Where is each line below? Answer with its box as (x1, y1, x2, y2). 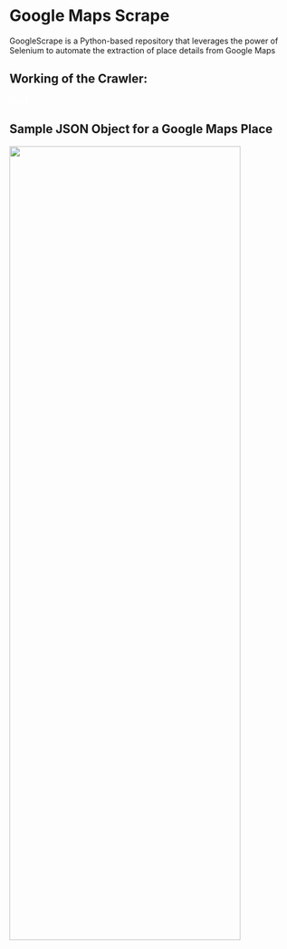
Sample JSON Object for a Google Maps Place (9, 121, 273, 137)
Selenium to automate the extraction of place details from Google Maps (9, 44, 276, 55)
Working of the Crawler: (9, 71, 148, 87)
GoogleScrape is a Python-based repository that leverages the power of (9, 35, 279, 46)
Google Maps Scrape (9, 5, 170, 26)
